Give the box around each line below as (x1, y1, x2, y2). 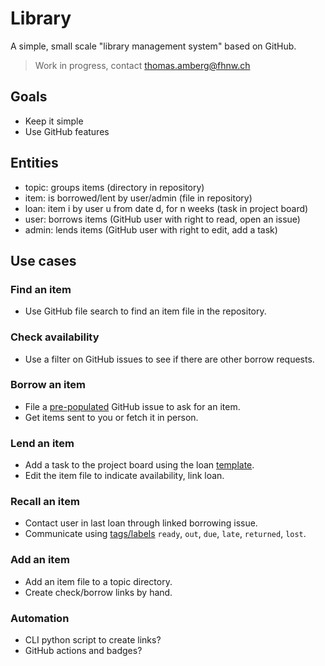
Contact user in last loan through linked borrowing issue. (24, 517, 258, 529)
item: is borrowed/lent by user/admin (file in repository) (24, 192, 253, 204)
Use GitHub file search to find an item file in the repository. (24, 305, 267, 317)
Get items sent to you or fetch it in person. (24, 411, 199, 423)
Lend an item (10, 436, 75, 450)
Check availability (10, 330, 100, 344)
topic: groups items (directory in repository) (24, 181, 205, 193)
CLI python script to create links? (24, 634, 162, 646)
